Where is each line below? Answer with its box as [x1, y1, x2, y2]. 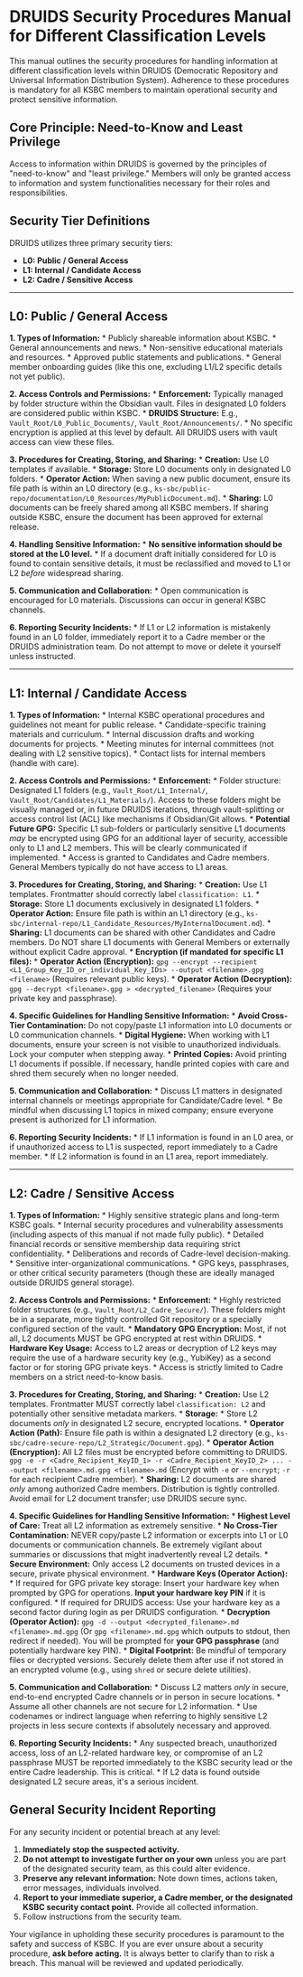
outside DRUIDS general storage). [9, 1277, 135, 1288]
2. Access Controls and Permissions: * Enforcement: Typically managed [9, 389, 284, 400]
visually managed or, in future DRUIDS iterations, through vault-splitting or [9, 804, 285, 815]
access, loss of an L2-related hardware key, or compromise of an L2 [9, 1747, 263, 1758]
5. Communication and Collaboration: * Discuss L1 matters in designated [9, 1085, 282, 1096]
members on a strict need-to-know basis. [9, 1372, 164, 1382]
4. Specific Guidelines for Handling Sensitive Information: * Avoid [9, 1010, 260, 1021]
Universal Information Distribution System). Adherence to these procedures [9, 74, 290, 85]
